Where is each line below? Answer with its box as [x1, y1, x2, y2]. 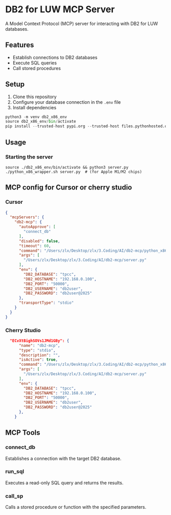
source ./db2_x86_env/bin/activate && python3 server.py [5, 165, 129, 170]
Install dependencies [12, 104, 57, 110]
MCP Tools [5, 428, 41, 437]
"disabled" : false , [18, 239, 60, 244]
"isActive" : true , [18, 357, 58, 362]
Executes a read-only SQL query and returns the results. [5, 479, 124, 486]
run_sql [5, 468, 24, 475]
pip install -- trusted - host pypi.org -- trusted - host [5, 124, 120, 129]
